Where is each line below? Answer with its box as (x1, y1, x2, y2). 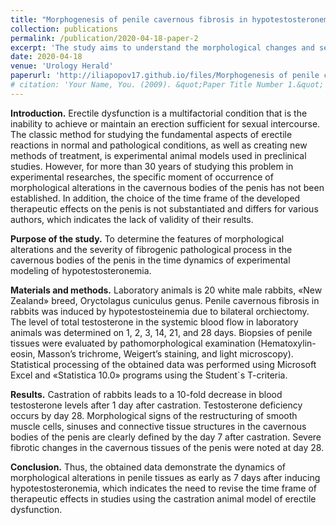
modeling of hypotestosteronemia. (10, 264, 152, 276)
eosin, (10, 347, 36, 360)
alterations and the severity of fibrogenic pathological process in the (10, 243, 293, 255)
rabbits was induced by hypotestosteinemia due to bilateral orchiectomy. (10, 305, 310, 317)
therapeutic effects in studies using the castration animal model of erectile (10, 492, 317, 505)
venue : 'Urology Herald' (10, 61, 114, 71)
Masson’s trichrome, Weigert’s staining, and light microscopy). (37, 347, 294, 360)
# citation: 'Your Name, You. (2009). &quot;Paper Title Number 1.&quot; (10, 80, 325, 90)
